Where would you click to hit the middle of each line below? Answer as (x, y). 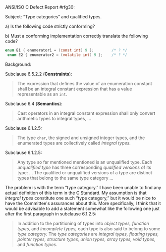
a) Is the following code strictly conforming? (50, 26)
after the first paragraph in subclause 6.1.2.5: (51, 214)
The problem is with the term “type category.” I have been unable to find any (83, 187)
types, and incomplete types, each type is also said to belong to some (89, 228)
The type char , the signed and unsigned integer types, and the (81, 138)
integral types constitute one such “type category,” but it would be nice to (81, 198)
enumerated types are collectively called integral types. (74, 143)
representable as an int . (42, 94)
